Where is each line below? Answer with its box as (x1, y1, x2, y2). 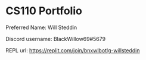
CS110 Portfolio (5, 4, 83, 18)
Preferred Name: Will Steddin (5, 24, 77, 31)
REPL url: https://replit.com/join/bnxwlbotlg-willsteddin (5, 46, 140, 54)
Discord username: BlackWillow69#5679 (5, 35, 106, 42)
